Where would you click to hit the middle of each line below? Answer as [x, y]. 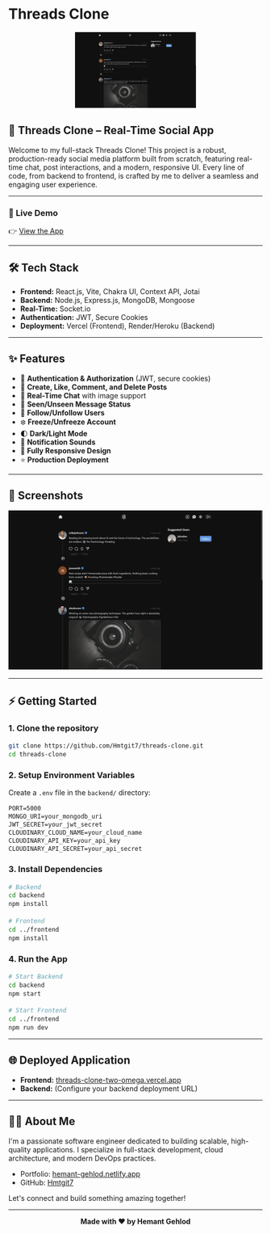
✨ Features [37, 359]
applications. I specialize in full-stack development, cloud [128, 1149]
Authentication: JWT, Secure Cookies [84, 317]
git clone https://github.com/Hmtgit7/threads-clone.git [106, 746]
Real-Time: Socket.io [55, 309]
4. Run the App [38, 958]
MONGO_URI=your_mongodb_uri [56, 817]
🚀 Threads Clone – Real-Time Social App [111, 131]
